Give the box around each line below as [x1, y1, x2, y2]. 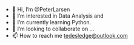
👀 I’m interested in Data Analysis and [12, 12, 104, 19]
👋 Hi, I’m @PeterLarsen [12, 6, 70, 13]
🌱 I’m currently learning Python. [12, 19, 92, 26]
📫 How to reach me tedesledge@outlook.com [12, 32, 129, 39]
